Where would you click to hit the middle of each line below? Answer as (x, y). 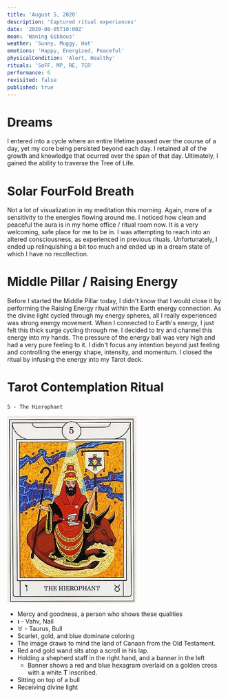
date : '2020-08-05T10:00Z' (46, 29)
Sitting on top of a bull (49, 680)
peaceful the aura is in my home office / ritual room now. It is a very (103, 225)
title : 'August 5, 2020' (43, 14)
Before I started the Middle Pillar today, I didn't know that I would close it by (114, 301)
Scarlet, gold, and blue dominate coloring (76, 636)
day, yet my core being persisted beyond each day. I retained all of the (107, 149)
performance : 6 (29, 72)
